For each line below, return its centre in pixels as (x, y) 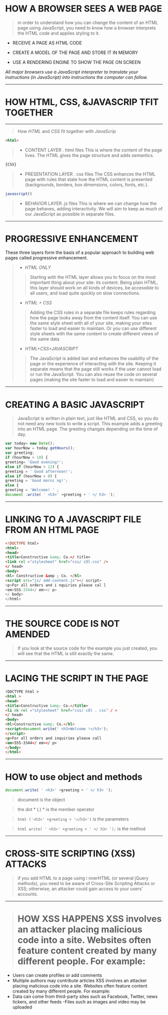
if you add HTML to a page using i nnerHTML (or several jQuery (83, 878)
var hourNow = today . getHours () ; (40, 448)
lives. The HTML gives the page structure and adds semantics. (89, 155)
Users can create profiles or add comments (57, 975)
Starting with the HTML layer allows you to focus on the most (93, 277)
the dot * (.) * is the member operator (56, 810)
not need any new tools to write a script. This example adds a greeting (90, 424)
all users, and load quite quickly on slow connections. (85, 293)
